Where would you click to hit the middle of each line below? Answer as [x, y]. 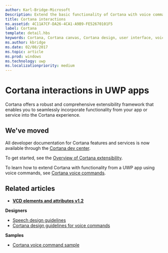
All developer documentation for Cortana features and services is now [77, 143]
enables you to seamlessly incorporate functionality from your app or [76, 110]
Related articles [30, 189]
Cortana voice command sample [46, 245]
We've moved [27, 131]
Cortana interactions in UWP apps [77, 90]
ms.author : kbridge [25, 43]
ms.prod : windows [23, 56]
